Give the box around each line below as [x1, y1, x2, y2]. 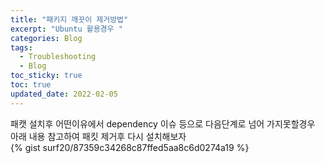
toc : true [10, 80, 52, 90]
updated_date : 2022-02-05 [10, 89, 118, 99]
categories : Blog [10, 33, 83, 43]
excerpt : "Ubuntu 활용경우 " [10, 24, 123, 34]
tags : [10, 42, 33, 53]
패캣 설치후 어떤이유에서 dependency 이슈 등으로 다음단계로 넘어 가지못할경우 [10, 117, 316, 130]
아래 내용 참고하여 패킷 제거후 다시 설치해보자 [10, 130, 187, 142]
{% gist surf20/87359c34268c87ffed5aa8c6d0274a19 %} [10, 141, 250, 153]
